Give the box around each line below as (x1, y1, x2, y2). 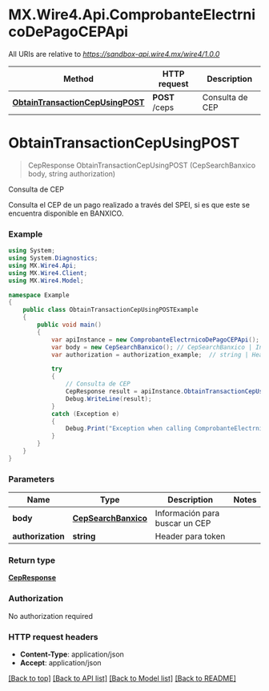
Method (62, 73, 94, 84)
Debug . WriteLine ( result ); (65, 394, 152, 402)
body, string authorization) (27, 168, 116, 178)
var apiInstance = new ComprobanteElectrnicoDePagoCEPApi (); (50, 335, 260, 344)
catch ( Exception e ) (50, 410, 120, 418)
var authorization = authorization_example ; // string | (50, 350, 249, 358)
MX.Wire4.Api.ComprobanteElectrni (8, 6, 256, 24)
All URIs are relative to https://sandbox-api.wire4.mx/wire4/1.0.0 (8, 49, 220, 59)
